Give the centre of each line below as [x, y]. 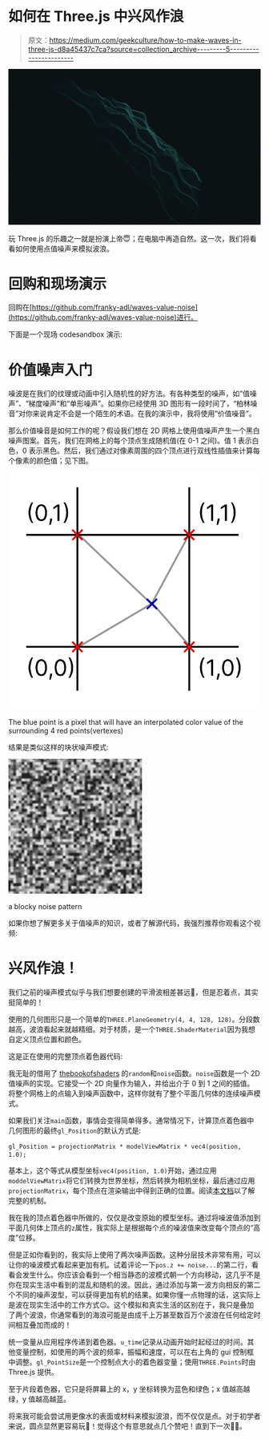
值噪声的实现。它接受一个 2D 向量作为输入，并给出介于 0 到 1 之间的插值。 [131, 1083]
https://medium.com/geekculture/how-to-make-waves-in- [145, 40]
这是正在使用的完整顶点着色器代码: [66, 1056]
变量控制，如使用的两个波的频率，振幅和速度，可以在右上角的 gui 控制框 [134, 1352]
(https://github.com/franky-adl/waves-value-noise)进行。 [103, 317]
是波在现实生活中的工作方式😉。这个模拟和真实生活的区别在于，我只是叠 [128, 1304]
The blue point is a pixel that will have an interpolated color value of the [126, 722]
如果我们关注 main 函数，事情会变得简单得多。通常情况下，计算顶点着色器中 [131, 1120]
